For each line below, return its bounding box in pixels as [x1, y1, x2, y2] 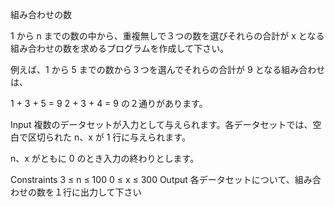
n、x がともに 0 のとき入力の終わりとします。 [10, 153, 200, 164]
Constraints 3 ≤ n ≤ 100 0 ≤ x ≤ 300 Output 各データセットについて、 [10, 174, 295, 185]
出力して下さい [79, 186, 142, 198]
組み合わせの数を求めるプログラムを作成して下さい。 [10, 43, 230, 54]
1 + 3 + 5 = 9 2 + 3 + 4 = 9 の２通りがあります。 [10, 98, 208, 109]
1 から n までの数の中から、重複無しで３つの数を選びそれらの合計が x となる [10, 30, 325, 42]
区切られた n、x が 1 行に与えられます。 [27, 131, 191, 143]
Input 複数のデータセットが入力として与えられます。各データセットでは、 [10, 119, 313, 130]
